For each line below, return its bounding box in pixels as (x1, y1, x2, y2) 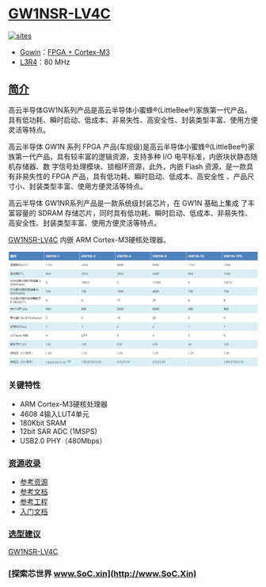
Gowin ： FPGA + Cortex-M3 (19, 47, 111, 56)
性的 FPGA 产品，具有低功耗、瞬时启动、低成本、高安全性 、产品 (35, 171, 248, 181)
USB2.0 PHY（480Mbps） (19, 436, 107, 445)
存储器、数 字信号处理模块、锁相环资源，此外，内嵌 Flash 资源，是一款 (14, 162, 247, 171)
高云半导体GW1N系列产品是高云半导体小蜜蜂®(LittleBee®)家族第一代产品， (8, 105, 252, 115)
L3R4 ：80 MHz (19, 57, 70, 67)
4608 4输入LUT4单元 (19, 409, 89, 418)
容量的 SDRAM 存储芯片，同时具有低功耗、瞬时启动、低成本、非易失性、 (14, 208, 253, 218)
